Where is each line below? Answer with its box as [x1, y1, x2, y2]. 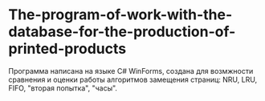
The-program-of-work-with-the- [8, 6, 233, 24]
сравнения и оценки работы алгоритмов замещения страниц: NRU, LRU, [8, 75, 258, 84]
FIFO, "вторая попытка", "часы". [8, 83, 118, 93]
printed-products [8, 40, 127, 58]
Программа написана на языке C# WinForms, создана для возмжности [8, 66, 254, 75]
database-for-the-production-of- [8, 22, 236, 41]
